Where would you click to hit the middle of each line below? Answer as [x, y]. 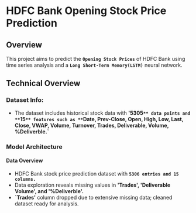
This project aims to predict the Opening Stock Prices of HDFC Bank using [96, 59]
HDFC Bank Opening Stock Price [86, 11]
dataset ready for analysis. [47, 204]
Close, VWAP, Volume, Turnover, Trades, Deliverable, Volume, [92, 125]
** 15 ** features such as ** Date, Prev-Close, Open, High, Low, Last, [99, 119]
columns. [25, 179]
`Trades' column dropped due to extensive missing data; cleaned [93, 197]
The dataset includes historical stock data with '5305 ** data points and [102, 113]
